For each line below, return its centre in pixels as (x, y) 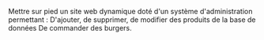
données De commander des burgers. (70, 28)
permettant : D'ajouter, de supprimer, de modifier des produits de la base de (132, 20)
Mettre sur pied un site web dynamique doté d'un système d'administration (130, 11)
